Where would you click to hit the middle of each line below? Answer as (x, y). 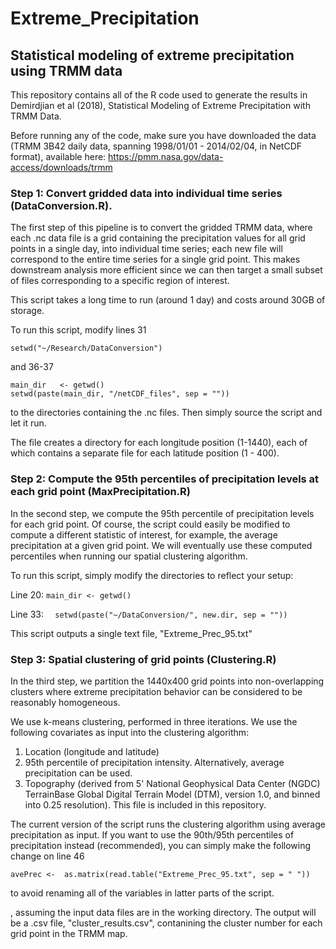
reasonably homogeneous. (65, 702)
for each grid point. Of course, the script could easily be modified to (150, 524)
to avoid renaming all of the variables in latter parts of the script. (142, 893)
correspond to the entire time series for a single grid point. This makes (155, 259)
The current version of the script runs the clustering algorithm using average (168, 824)
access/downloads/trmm (61, 167)
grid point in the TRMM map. (69, 933)
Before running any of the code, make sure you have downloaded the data (163, 135)
